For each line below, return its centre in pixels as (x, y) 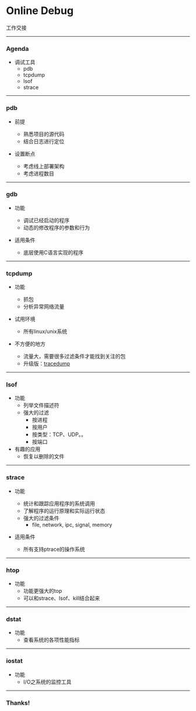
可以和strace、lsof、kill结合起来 (62, 598)
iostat (15, 661)
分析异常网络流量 (44, 307)
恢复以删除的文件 (44, 457)
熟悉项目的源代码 (44, 134)
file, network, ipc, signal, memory (72, 524)
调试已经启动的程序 (46, 220)
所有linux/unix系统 (45, 332)
